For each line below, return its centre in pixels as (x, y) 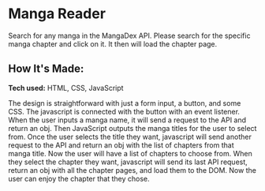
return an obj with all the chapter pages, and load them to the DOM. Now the (132, 170)
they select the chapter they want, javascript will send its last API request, (128, 162)
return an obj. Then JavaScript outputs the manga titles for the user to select (132, 128)
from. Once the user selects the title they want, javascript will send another (130, 137)
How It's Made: (46, 69)
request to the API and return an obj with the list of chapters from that (121, 145)
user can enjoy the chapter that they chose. (79, 178)
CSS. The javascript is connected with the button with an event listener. (124, 111)
